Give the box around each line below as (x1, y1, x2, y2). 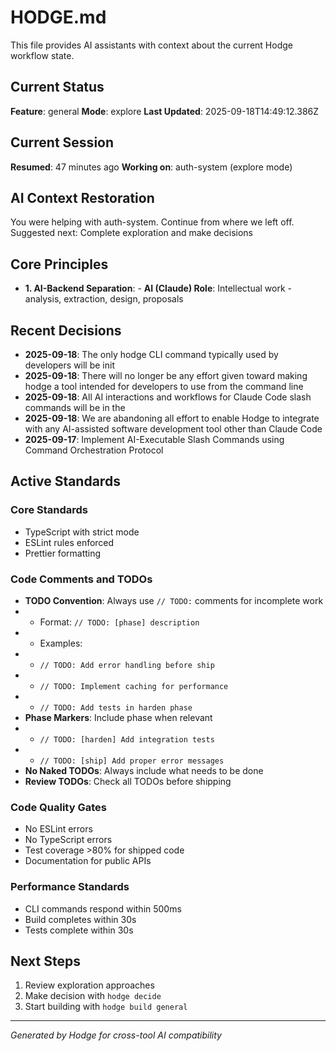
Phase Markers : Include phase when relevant (24, 711, 213, 723)
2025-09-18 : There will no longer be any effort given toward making (24, 370, 308, 381)
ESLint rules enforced (24, 536, 115, 548)
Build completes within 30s (24, 913, 137, 925)
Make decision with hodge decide (24, 990, 162, 1002)
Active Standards (10, 473, 121, 490)
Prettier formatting (24, 547, 102, 559)
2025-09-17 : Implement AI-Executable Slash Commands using (24, 434, 285, 445)
